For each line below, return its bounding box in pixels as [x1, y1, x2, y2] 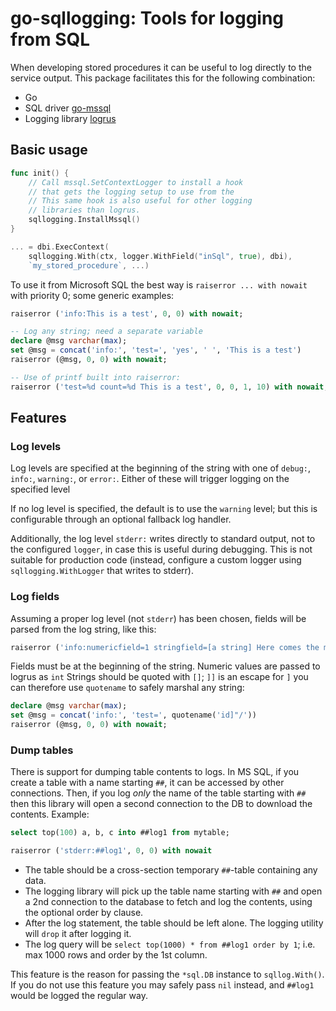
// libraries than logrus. [28, 205, 141, 216]
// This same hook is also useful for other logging [28, 196, 253, 206]
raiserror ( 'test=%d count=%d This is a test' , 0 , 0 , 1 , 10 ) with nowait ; [10, 382, 329, 392]
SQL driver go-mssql [24, 102, 112, 114]
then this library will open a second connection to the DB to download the [10, 798, 313, 810]
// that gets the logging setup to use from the [28, 187, 235, 197]
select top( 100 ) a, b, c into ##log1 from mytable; [10, 828, 230, 838]
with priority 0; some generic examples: [10, 289, 175, 301]
